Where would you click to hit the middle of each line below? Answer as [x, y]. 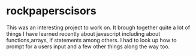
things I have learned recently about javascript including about [83, 33]
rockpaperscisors [52, 11]
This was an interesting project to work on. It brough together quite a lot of [98, 27]
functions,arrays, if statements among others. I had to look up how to [91, 40]
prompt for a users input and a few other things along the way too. [88, 46]
